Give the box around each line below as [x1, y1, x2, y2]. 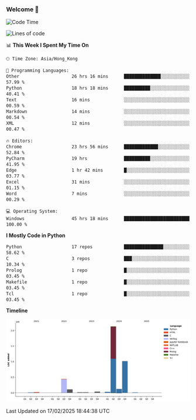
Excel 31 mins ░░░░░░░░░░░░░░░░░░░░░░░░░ [6, 179, 190, 185]
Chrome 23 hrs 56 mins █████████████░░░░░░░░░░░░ [6, 144, 190, 150]
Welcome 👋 [6, 5, 39, 13]
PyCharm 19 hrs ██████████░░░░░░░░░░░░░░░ [6, 155, 190, 162]
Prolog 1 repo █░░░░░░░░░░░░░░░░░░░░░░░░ [6, 267, 190, 273]
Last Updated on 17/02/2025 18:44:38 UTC [6, 408, 110, 415]
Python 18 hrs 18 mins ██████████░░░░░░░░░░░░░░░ [6, 85, 190, 92]
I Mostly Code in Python [6, 232, 66, 239]
